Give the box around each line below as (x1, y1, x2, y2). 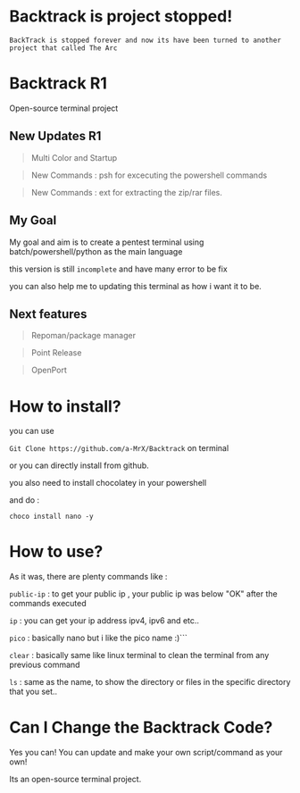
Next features (9, 306, 87, 321)
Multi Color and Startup (30, 152, 118, 163)
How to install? (9, 396, 122, 416)
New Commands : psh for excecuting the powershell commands (30, 170, 268, 180)
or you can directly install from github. (9, 460, 149, 471)
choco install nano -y (9, 512, 94, 522)
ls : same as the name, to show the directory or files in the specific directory (9, 677, 291, 688)
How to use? (9, 542, 104, 562)
